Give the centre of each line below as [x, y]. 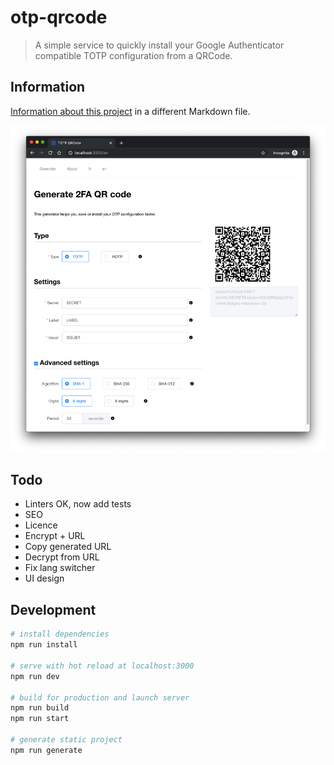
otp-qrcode [59, 17]
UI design [44, 578]
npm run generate [46, 750]
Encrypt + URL [55, 536]
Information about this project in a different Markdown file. [130, 111]
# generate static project [66, 740]
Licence [41, 525]
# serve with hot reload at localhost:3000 [102, 666]
